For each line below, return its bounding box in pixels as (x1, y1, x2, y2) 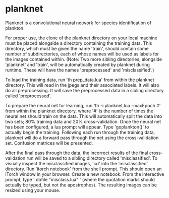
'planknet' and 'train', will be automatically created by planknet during (5, 61, 150, 68)
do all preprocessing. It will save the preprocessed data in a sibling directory (5, 87, 164, 93)
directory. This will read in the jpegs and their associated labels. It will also (5, 82, 160, 88)
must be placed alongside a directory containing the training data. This (5, 40, 152, 46)
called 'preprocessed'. (5, 93, 52, 99)
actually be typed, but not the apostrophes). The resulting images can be (5, 182, 157, 188)
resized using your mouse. (5, 187, 61, 193)
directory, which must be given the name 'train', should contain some (5, 45, 149, 51)
